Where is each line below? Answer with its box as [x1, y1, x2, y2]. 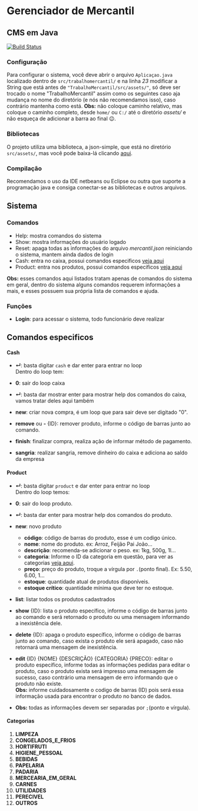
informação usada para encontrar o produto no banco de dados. [15, 693, 172, 700]
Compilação [6, 164, 42, 172]
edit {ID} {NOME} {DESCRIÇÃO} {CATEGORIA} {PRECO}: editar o [15, 655, 173, 662]
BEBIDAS [15, 756, 38, 763]
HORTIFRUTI [15, 743, 47, 750]
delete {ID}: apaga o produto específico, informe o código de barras [15, 631, 181, 638]
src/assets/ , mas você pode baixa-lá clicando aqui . [6, 149, 133, 157]
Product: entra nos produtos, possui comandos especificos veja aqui [15, 263, 183, 271]
